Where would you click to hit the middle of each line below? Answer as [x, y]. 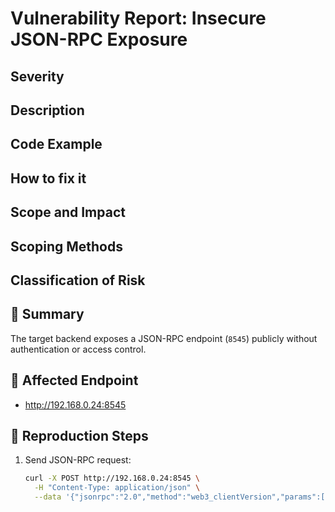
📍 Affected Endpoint [74, 380]
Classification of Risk [78, 280]
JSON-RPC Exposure [99, 39]
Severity [37, 76]
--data [48, 497]
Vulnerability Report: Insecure [138, 18]
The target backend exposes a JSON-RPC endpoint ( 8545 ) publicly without [164, 338]
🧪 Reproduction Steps [79, 435]
